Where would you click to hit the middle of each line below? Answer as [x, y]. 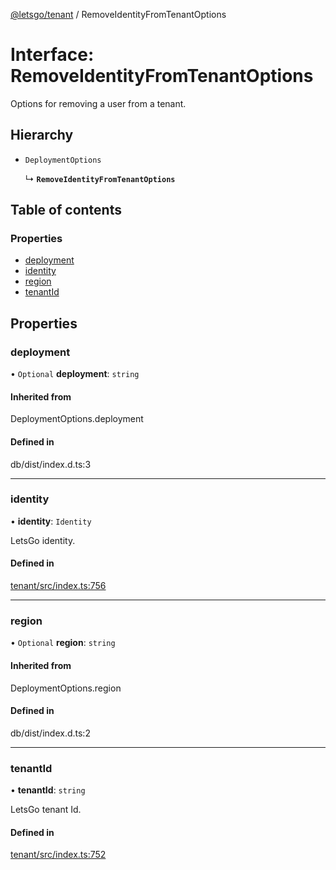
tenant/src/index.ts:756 [58, 586]
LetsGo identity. [43, 540]
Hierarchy [42, 135]
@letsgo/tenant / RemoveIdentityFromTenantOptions [118, 14]
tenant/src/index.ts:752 [58, 855]
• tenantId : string [48, 790]
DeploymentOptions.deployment [77, 419]
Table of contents [66, 210]
